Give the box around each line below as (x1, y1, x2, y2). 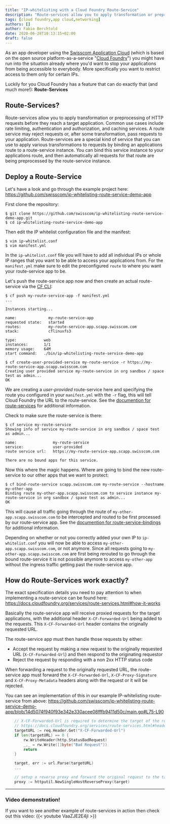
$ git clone (5, 211, 30, 216)
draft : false (5, 36, 33, 41)
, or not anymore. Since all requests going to (55, 545, 148, 551)
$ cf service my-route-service (5, 422, 71, 427)
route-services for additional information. (5, 402, 91, 408)
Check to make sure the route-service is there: (5, 412, 103, 419)
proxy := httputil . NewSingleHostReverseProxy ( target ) (14, 779, 130, 784)
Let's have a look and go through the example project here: (5, 186, 129, 192)
